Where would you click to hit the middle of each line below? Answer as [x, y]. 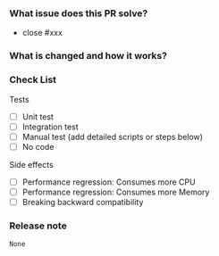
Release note [38, 226]
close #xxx [42, 33]
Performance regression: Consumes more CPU [109, 182]
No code [38, 146]
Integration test [50, 127]
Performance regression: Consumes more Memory [116, 192]
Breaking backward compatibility [83, 202]
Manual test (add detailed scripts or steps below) [113, 136]
